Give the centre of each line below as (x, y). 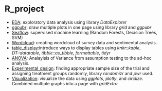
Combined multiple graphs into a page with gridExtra (64, 83)
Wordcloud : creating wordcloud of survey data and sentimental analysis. (84, 42)
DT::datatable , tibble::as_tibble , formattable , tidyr (61, 53)
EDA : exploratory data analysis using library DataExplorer (69, 22)
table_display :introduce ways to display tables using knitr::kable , (76, 48)
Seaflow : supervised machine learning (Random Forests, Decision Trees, (84, 32)
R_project (24, 9)
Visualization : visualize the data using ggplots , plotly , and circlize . (77, 78)
